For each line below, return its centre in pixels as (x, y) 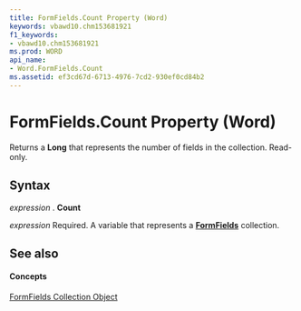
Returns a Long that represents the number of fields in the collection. (138, 147)
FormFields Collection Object (63, 297)
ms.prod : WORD (36, 52)
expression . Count (45, 207)
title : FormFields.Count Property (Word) (89, 18)
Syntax (30, 186)
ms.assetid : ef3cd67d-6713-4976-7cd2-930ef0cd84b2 (107, 77)
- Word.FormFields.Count (56, 69)
